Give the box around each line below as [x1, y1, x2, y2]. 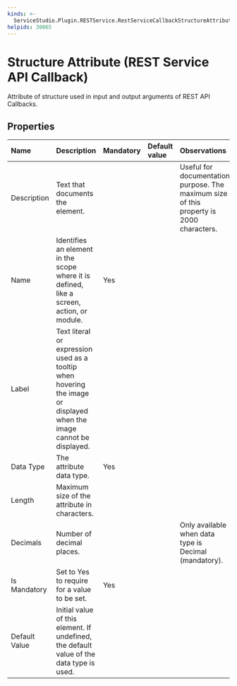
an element [56, 245, 93, 255]
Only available [179, 521, 227, 530]
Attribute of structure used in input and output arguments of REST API [7, 93, 210, 101]
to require [56, 576, 88, 586]
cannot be [56, 433, 90, 443]
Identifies [56, 236, 87, 245]
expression [56, 344, 93, 354]
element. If [56, 623, 92, 633]
